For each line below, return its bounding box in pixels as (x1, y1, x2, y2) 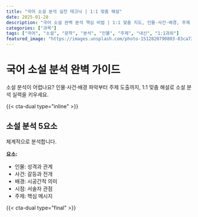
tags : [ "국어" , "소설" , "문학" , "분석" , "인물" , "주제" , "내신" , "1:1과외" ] (6, 31, 179, 36)
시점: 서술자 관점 (14, 185, 53, 192)
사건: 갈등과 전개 (14, 170, 53, 177)
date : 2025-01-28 (6, 14, 49, 20)
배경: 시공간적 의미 (14, 178, 58, 185)
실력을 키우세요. (12, 91, 49, 98)
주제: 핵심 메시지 (14, 192, 53, 199)
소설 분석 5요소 (6, 121, 58, 131)
